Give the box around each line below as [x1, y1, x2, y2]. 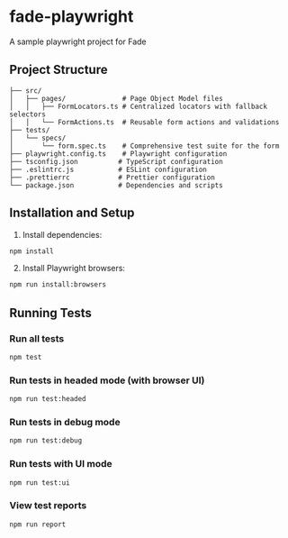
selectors [9, 110, 47, 119]
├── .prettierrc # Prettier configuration [9, 173, 216, 182]
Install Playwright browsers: [22, 263, 126, 274]
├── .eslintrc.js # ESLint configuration [9, 165, 207, 174]
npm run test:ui [9, 478, 70, 488]
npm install [9, 246, 54, 256]
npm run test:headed [9, 395, 87, 404]
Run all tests [9, 332, 65, 344]
